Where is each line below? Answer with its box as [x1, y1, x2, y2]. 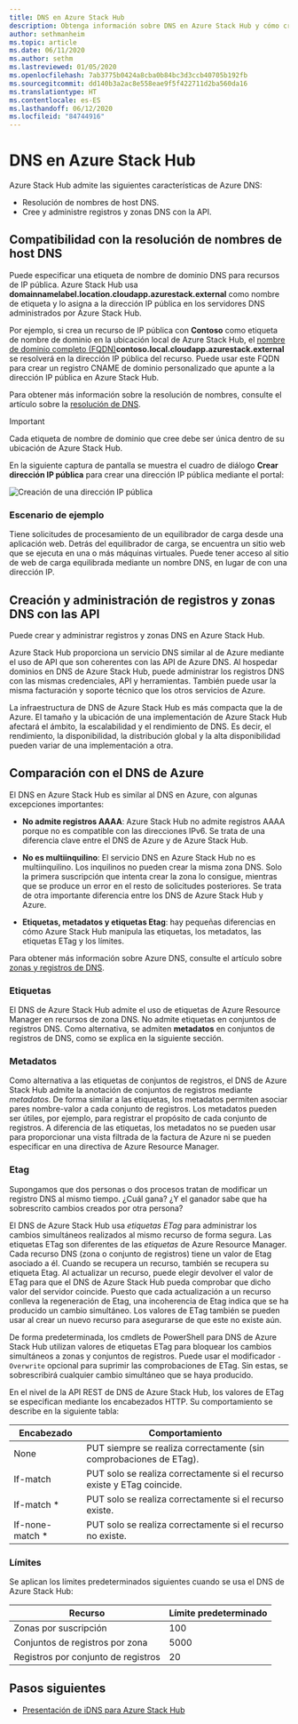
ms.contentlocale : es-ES [9, 95, 101, 105]
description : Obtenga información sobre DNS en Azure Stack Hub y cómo [9, 21, 279, 30]
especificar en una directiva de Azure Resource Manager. [9, 1142, 220, 1152]
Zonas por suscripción [13, 1622, 107, 1634]
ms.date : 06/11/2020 [9, 46, 86, 55]
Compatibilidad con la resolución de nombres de [9, 232, 282, 247]
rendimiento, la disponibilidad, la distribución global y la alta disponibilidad [9, 730, 281, 741]
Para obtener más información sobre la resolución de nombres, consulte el [9, 389, 282, 400]
